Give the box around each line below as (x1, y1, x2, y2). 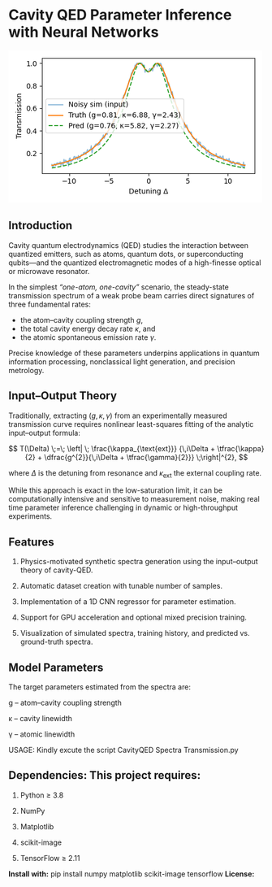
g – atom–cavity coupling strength (8, 698, 122, 707)
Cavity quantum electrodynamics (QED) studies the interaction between (8, 240, 249, 250)
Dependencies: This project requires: (8, 768, 201, 782)
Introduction (8, 219, 73, 233)
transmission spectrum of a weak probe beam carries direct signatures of (8, 290, 255, 300)
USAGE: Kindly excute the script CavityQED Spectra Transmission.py (8, 745, 239, 754)
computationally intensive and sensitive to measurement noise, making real (8, 494, 260, 504)
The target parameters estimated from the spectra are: (8, 681, 191, 692)
